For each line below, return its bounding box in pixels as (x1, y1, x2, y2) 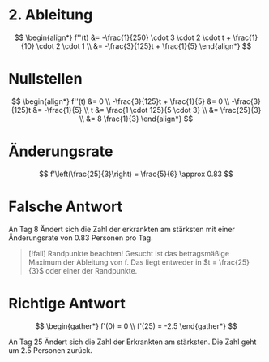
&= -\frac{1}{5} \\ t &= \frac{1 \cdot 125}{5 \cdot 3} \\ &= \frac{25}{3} (32, 105, 262, 114)
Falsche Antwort (8, 197, 123, 216)
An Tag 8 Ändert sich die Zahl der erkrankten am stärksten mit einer (8, 224, 235, 234)
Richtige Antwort (8, 294, 126, 312)
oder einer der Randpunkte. (45, 265, 138, 275)
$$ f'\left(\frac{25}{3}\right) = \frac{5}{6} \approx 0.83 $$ (39, 169, 233, 179)
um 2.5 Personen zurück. (8, 345, 93, 355)
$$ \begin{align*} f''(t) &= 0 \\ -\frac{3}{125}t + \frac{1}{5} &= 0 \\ (11, 96, 230, 106)
